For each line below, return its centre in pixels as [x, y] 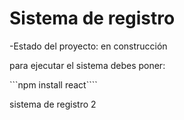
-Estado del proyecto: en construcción [88, 46]
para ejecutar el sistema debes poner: [87, 65]
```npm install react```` [53, 84]
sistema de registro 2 [53, 104]
